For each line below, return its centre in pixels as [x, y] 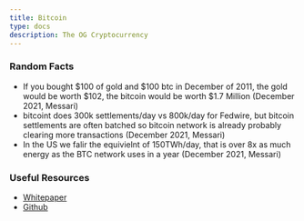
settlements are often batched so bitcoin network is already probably [152, 125]
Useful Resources [50, 177]
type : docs [30, 26]
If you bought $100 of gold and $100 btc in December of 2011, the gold [155, 86]
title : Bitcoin [38, 18]
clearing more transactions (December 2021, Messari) [124, 135]
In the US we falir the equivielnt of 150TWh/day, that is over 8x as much [157, 144]
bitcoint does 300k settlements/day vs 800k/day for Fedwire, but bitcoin [158, 116]
